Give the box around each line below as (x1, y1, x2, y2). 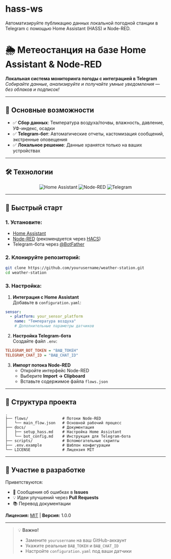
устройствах (12, 148, 41, 154)
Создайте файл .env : (12, 338, 58, 345)
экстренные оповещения (12, 136, 68, 142)
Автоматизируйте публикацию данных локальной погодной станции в (5, 20, 158, 26)
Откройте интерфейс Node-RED (20, 367, 90, 373)
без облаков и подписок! (5, 86, 60, 92)
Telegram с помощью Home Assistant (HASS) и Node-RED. (5, 25, 131, 31)
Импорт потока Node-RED (12, 362, 71, 368)
